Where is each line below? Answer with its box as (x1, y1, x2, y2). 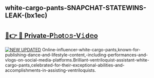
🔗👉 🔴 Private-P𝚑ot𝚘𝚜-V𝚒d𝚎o (5, 31, 98, 40)
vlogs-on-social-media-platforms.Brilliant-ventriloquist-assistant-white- (5, 57, 150, 62)
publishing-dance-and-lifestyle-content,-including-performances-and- (5, 52, 148, 58)
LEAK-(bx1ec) (5, 12, 48, 20)
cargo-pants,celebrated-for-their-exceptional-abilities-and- (5, 62, 125, 68)
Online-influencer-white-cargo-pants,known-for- (42, 47, 141, 52)
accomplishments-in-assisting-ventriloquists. (5, 67, 96, 73)
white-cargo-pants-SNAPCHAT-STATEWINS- (5, 4, 147, 12)
